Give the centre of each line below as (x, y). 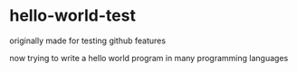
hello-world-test (72, 16)
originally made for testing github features (87, 40)
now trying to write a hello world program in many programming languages (149, 58)
